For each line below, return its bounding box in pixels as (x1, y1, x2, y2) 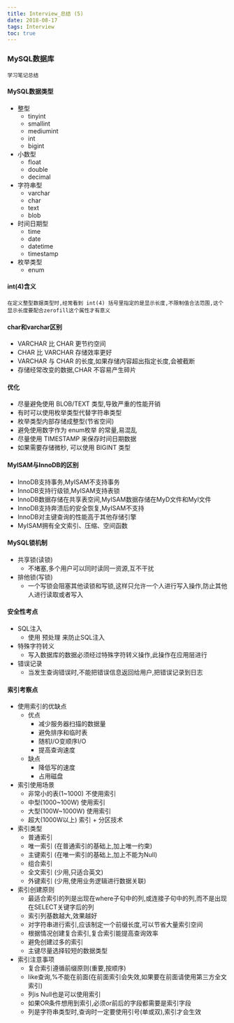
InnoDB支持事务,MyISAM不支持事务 (17, 478, 120, 486)
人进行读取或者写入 (27, 590, 84, 598)
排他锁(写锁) (17, 573, 54, 581)
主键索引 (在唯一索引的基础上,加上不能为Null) (27, 851, 158, 859)
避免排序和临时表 (38, 728, 88, 737)
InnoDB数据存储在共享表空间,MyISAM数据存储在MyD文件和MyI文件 (17, 495, 212, 503)
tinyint (27, 112, 46, 120)
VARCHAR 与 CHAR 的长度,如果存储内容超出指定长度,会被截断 (17, 357, 196, 365)
